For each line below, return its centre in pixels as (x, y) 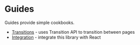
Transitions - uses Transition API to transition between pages (73, 32)
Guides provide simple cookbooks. (39, 22)
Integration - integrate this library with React (56, 37)
